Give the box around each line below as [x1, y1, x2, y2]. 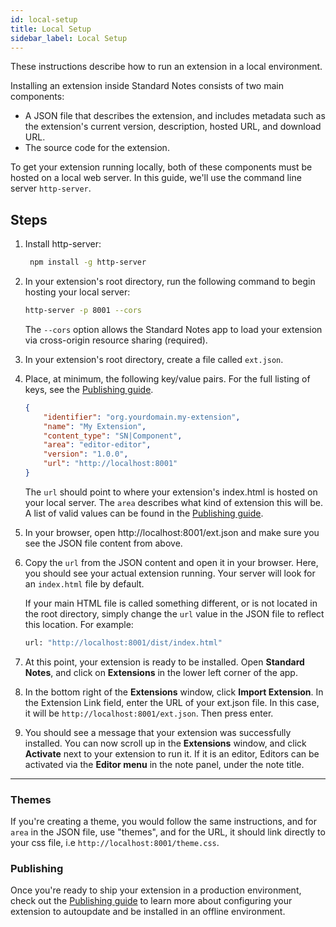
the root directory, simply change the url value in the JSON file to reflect [24, 607, 325, 620]
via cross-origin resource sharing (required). [24, 334, 208, 346]
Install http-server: [24, 238, 102, 250]
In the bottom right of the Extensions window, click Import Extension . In [24, 686, 324, 698]
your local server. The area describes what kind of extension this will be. [24, 496, 323, 508]
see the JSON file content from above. [24, 537, 183, 549]
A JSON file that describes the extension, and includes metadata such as [24, 110, 326, 122]
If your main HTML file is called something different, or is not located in [24, 597, 318, 609]
